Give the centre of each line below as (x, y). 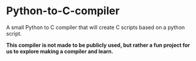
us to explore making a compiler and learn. (60, 51)
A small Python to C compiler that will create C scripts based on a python (96, 27)
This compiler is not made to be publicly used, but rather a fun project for (98, 45)
